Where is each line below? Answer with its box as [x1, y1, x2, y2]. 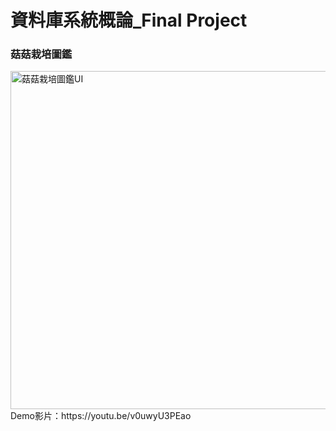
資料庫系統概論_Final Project [10, 9, 248, 32]
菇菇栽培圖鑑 [10, 47, 73, 61]
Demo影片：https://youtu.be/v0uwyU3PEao [10, 410, 192, 422]
